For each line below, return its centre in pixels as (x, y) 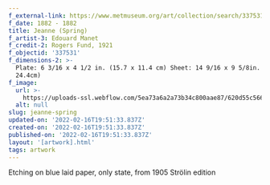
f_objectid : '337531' (45, 53)
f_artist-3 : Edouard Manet (53, 38)
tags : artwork (32, 150)
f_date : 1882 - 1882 (43, 23)
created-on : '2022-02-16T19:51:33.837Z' (77, 127)
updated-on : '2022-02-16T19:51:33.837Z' (77, 120)
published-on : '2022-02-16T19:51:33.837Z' (80, 135)
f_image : (23, 82)
